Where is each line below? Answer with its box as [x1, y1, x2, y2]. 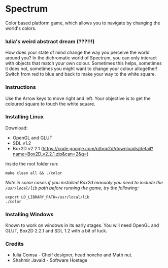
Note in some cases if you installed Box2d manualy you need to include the [5, 179, 163, 185]
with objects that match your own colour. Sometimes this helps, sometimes [5, 60, 162, 66]
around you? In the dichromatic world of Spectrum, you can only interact [5, 55, 157, 61]
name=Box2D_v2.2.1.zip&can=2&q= [12, 151, 87, 157]
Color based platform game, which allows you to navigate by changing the [5, 20, 161, 26]
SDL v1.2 [12, 140, 31, 146]
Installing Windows [5, 211, 54, 218]
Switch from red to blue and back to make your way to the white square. [5, 71, 156, 77]
